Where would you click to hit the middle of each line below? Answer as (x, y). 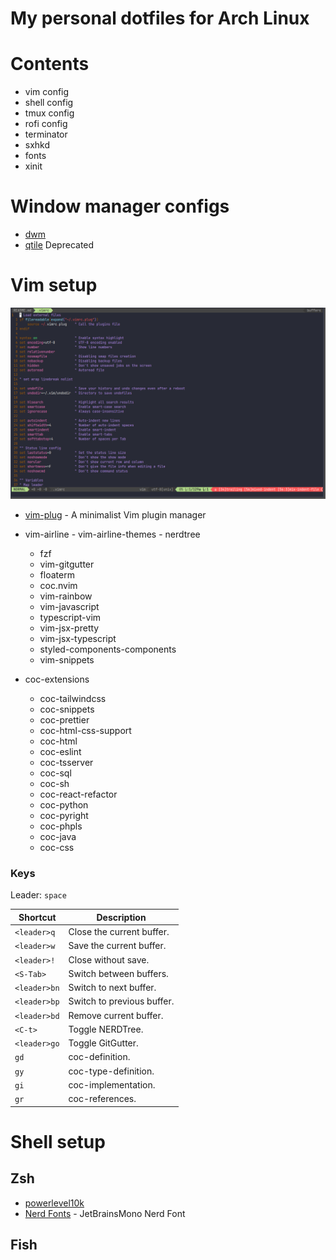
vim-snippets (67, 660)
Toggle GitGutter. (103, 1043)
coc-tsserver (66, 763)
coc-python (64, 805)
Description (121, 917)
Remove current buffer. (116, 1015)
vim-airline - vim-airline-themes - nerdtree (112, 534)
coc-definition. (99, 1057)
